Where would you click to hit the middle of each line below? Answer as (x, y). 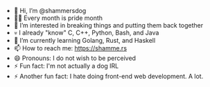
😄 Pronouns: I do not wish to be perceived (75, 58)
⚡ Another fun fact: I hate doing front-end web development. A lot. (108, 76)
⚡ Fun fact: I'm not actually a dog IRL (66, 66)
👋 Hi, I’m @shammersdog (50, 11)
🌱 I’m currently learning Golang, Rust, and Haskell (85, 40)
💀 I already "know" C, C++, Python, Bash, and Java (86, 32)
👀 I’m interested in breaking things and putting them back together (108, 25)
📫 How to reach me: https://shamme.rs (70, 48)
